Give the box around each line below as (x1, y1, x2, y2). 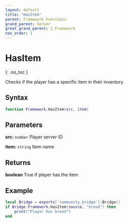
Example (5, 186, 33, 195)
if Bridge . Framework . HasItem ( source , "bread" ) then (5, 204, 116, 209)
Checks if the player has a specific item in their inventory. (5, 79, 124, 85)
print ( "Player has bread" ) (14, 209, 71, 214)
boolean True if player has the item (5, 172, 78, 178)
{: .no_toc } (5, 69, 28, 75)
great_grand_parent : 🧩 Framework (5, 26, 76, 31)
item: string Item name (5, 144, 54, 150)
